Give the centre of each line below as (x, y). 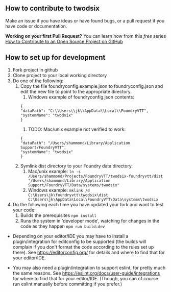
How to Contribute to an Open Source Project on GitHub (64, 41)
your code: (24, 210)
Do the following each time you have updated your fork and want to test (88, 204)
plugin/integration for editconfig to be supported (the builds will (79, 241)
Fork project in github (35, 70)
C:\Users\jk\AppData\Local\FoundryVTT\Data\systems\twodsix (93, 199)
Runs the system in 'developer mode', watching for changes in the (90, 221)
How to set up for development (55, 57)
